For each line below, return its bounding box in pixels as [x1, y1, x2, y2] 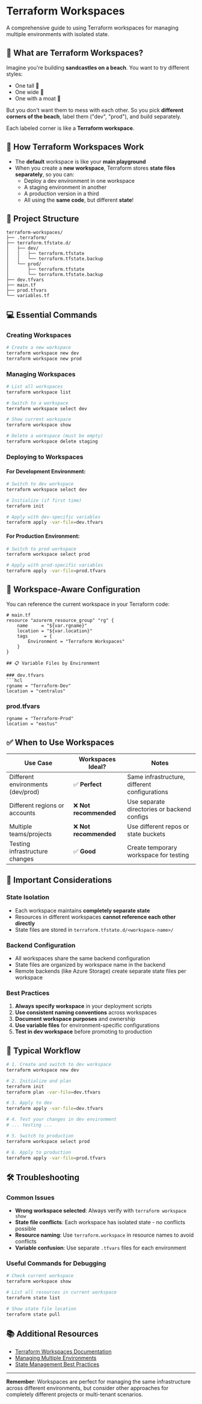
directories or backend [127, 805, 191, 813]
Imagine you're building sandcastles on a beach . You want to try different [6, 64, 189, 71]
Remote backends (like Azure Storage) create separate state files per [14, 967, 186, 974]
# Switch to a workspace [6, 400, 69, 406]
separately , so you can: [14, 170, 75, 178]
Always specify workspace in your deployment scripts [14, 1003, 152, 1010]
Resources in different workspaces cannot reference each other [14, 913, 176, 920]
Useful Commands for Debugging [6, 1259, 106, 1267]
